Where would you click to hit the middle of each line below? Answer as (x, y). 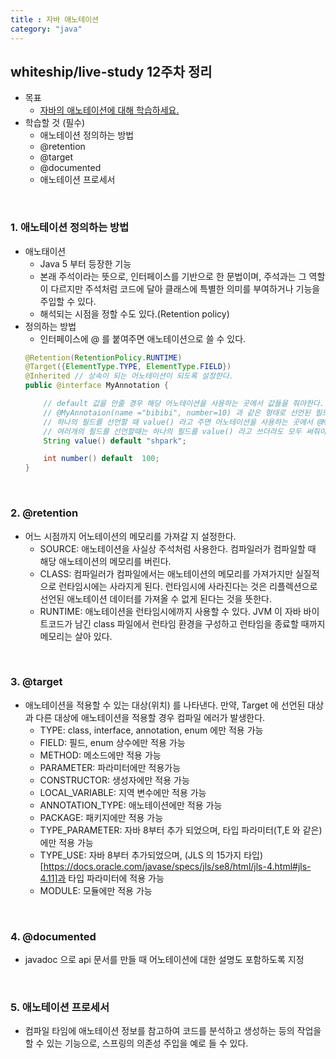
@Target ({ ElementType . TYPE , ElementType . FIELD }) (128, 367)
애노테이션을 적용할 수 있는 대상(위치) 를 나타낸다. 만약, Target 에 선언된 (165, 705)
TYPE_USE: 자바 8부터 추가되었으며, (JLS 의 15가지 (140, 855)
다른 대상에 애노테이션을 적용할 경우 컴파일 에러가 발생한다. (150, 717)
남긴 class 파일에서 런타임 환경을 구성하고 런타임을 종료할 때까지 (200, 623)
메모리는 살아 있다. (76, 636)
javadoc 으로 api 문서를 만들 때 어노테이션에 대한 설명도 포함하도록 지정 (164, 960)
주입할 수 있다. (68, 301)
